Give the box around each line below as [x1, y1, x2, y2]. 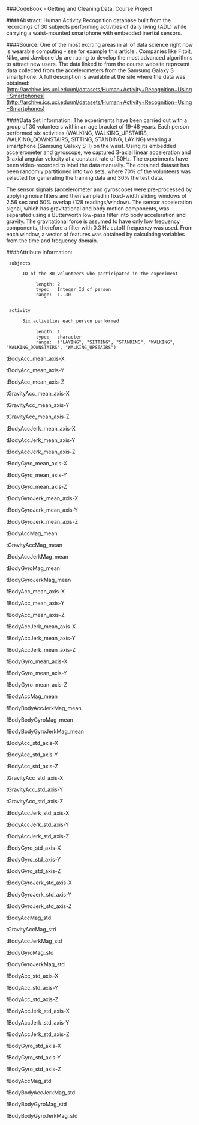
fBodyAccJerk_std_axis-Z [6, 1031, 70, 1038]
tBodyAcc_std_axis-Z [6, 763, 59, 770]
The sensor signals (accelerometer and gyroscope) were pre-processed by [6, 186, 192, 193]
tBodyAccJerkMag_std [6, 937, 62, 945]
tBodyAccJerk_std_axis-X [6, 809, 70, 817]
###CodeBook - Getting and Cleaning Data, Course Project [6, 5, 153, 12]
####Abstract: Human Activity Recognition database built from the [6, 17, 171, 23]
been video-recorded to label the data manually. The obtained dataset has [6, 162, 190, 168]
